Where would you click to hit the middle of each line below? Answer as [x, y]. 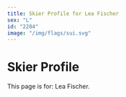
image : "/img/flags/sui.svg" [49, 33]
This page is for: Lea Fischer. [48, 87]
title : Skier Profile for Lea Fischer [63, 14]
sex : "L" [20, 20]
